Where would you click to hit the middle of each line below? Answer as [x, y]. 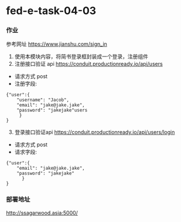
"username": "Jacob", [43, 100]
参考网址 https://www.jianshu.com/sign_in [57, 44]
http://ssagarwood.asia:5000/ [42, 213]
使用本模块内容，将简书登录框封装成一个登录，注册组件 [81, 56]
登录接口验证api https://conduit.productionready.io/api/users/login [95, 132]
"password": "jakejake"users [52, 110]
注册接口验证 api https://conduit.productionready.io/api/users [88, 64]
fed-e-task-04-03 [51, 11]
